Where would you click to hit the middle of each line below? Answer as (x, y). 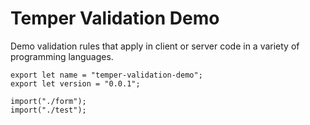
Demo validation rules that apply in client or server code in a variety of (155, 46)
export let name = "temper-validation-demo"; (106, 75)
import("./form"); (48, 101)
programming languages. (62, 56)
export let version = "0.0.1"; (75, 83)
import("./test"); (48, 110)
